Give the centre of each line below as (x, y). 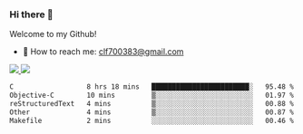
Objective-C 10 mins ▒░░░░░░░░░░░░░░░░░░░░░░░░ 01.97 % (152, 96)
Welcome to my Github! (53, 34)
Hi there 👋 (32, 14)
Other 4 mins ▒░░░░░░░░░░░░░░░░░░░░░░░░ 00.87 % (152, 112)
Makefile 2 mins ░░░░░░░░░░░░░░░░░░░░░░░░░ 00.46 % (152, 120)
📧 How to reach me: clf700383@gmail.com (103, 52)
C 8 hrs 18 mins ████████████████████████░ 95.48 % (152, 87)
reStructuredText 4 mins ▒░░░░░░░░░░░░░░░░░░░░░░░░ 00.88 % (152, 104)
